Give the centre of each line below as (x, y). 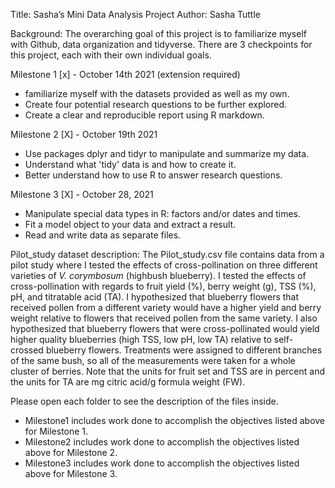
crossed (27, 350)
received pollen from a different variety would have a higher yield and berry (166, 307)
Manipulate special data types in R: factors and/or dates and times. (162, 213)
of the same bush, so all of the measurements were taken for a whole (153, 360)
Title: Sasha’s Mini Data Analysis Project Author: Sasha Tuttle (135, 14)
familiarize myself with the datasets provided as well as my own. (157, 93)
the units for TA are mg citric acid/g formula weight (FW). (128, 382)
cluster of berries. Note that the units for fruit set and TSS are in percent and (168, 371)
